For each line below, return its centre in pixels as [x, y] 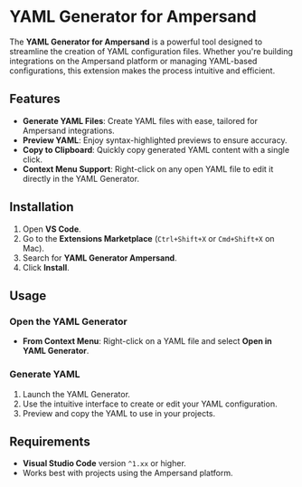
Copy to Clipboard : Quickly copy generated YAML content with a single [156, 149]
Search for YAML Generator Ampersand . [100, 258]
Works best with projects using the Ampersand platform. [127, 473]
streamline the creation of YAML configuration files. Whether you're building [151, 51]
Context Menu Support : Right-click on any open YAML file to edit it [148, 168]
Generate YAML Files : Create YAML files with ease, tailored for [140, 120]
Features [35, 99]
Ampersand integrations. [68, 130]
